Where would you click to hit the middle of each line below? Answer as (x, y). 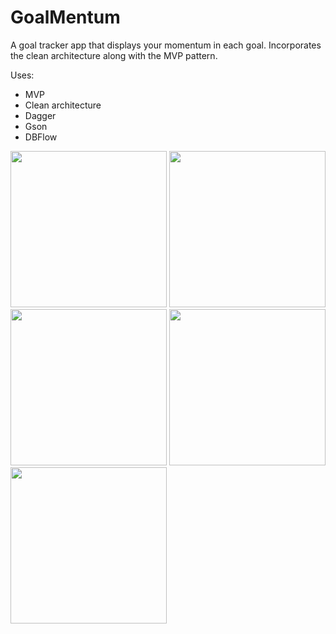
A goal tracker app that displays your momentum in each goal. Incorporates (166, 45)
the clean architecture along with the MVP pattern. (114, 55)
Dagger (40, 115)
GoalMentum (65, 17)
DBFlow (41, 137)
